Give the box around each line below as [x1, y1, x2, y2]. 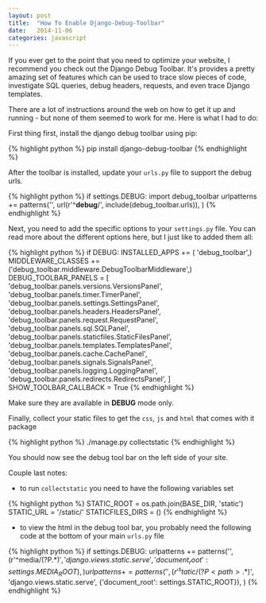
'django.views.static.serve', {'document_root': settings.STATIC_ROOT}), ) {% [8, 577, 258, 586]
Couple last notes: [8, 468, 67, 477]
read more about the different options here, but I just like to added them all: [8, 232, 254, 242]
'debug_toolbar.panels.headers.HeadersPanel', [8, 307, 161, 316]
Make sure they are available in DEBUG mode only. [8, 398, 175, 408]
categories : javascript [8, 33, 87, 42]
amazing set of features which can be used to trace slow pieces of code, [8, 72, 247, 82]
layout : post [8, 11, 52, 20]
